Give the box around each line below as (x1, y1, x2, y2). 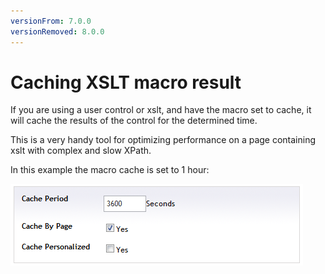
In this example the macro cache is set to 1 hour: (10, 164, 210, 176)
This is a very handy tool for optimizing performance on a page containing (10, 134, 317, 146)
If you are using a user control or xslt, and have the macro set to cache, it (10, 104, 312, 116)
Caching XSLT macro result (10, 71, 242, 94)
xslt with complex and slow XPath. (10, 145, 152, 157)
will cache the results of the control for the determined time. (10, 115, 258, 127)
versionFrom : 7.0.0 (10, 16, 92, 26)
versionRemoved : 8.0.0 (10, 26, 105, 37)
